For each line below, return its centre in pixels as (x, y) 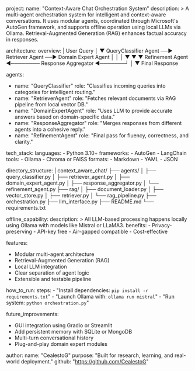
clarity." (24, 142)
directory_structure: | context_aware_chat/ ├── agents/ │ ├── (81, 171)
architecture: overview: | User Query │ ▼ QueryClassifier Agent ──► (90, 51)
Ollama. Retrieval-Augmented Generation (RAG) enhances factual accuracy (96, 33)
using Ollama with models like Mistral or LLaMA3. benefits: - (78, 225)
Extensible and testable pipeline (53, 279)
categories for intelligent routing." (55, 92)
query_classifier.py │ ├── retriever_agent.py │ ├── (68, 177)
